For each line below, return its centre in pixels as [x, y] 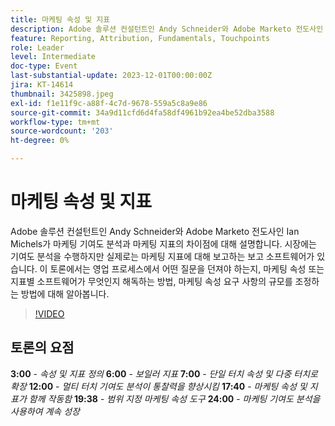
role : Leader [37, 47]
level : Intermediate [53, 57]
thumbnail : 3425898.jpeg [62, 94]
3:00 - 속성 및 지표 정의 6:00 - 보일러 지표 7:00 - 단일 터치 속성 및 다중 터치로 [164, 373]
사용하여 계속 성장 [45, 411]
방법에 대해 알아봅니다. [65, 293]
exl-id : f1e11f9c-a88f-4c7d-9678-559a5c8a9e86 [109, 103]
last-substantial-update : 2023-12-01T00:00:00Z [111, 76]
